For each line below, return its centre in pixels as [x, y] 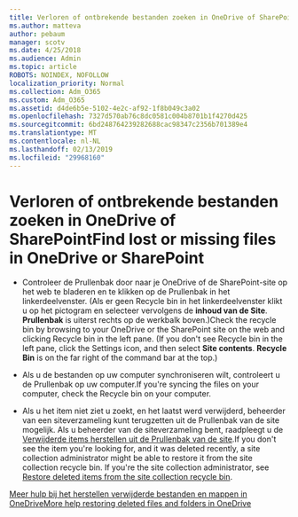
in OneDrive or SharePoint [107, 258]
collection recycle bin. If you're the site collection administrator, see [145, 467]
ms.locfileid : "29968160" [57, 157]
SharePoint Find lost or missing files [143, 239]
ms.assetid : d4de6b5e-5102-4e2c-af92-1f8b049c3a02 [105, 108]
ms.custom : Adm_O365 [47, 100]
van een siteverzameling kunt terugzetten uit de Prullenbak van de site [151, 420]
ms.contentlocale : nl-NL [55, 141]
